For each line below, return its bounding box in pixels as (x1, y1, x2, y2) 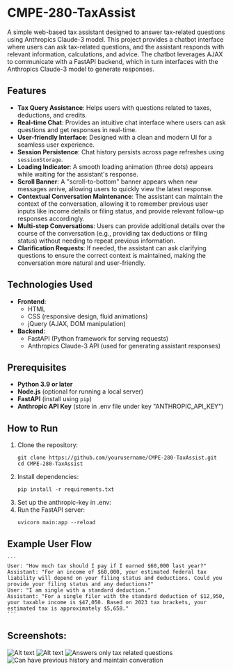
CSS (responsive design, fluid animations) (27, 312, 148, 321)
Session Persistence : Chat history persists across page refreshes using (17, 147, 225, 156)
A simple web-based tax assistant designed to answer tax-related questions (7, 28, 225, 36)
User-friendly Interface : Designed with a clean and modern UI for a (17, 133, 212, 141)
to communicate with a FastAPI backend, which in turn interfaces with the (7, 57, 218, 65)
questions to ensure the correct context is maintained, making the (17, 251, 207, 259)
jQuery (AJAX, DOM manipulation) (27, 319, 127, 328)
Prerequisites (7, 362, 67, 373)
